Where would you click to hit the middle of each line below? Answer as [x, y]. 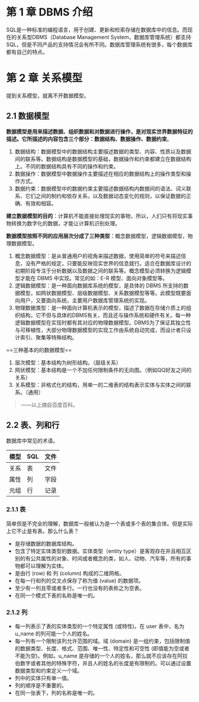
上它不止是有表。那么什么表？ [42, 531]
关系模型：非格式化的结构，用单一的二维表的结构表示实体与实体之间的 [100, 384]
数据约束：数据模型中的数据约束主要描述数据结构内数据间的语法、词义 [100, 188]
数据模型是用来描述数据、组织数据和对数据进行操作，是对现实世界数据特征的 [99, 132]
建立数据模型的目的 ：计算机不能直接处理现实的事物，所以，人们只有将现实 [97, 216]
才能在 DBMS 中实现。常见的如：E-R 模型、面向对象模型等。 [94, 278]
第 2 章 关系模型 [44, 78]
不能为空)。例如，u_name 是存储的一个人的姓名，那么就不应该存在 [96, 656]
